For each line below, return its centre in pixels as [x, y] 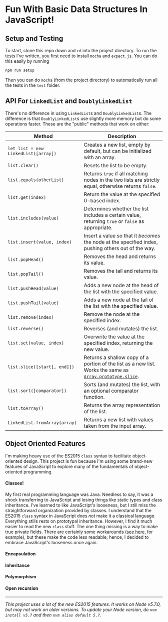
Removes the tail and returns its [121, 271]
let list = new [26, 148]
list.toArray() [26, 408]
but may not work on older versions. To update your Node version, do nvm [81, 609]
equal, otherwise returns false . [120, 186]
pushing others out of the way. [120, 248]
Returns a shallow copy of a [116, 357]
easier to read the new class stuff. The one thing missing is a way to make [82, 526]
